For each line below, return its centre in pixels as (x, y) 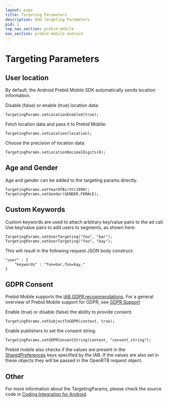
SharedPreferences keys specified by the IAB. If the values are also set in (82, 355)
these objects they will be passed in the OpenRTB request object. (74, 361)
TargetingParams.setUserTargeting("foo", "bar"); (59, 237)
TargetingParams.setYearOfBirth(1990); (48, 189)
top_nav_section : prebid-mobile (39, 29)
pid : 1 (12, 24)
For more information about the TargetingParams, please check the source (83, 389)
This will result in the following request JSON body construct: (69, 250)
